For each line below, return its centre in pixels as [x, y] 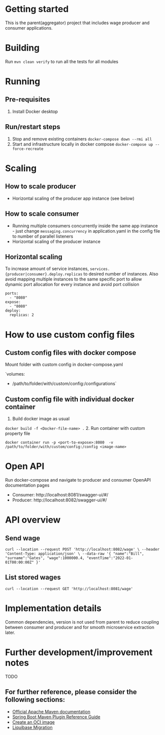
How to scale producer [41, 187]
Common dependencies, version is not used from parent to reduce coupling [82, 622]
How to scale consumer [42, 214]
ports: [12, 294]
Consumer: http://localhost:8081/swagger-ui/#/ [60, 495]
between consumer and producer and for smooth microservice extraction [80, 627]
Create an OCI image [33, 722]
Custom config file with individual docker [70, 399]
